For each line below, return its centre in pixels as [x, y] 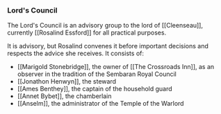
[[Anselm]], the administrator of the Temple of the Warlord [100, 104]
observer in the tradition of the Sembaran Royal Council [97, 74]
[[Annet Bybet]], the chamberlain [64, 96]
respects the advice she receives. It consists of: [76, 53]
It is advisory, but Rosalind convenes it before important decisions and [108, 46]
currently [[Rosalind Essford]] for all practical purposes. [87, 32]
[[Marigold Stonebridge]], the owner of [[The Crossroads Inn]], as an [116, 67]
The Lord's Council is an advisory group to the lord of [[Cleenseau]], [105, 26]
